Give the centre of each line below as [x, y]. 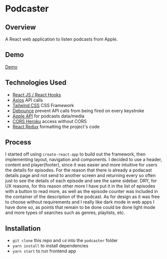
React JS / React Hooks [37, 94]
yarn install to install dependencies [50, 246]
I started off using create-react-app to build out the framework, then [76, 154]
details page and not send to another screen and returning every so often [81, 175]
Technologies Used [36, 83]
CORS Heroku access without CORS [50, 121]
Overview [21, 27]
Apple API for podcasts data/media [48, 116]
